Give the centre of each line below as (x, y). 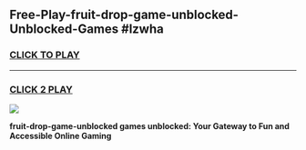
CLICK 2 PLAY (41, 89)
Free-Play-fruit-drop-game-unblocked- (124, 15)
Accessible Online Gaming (61, 135)
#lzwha (143, 30)
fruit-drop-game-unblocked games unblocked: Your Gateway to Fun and (149, 125)
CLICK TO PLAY (45, 55)
